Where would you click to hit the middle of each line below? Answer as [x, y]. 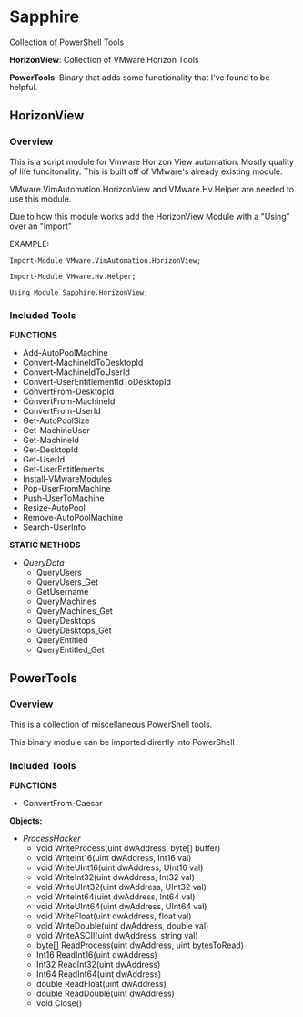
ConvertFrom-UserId [62, 410]
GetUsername [62, 591]
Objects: [26, 820]
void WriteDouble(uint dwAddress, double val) [122, 925]
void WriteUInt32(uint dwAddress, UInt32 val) [121, 887]
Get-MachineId [51, 440]
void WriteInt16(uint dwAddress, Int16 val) [114, 857]
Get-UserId [44, 459]
